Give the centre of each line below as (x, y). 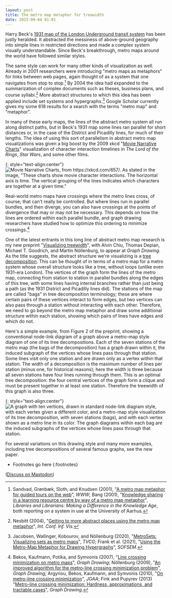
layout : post (19, 10)
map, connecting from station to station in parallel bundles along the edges (84, 278)
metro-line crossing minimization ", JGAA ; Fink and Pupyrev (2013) (82, 579)
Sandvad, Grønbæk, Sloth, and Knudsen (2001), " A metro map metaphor (89, 489)
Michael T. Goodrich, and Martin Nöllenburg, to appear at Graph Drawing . (83, 251)
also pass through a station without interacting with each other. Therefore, (83, 305)
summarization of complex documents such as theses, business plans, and (84, 89)
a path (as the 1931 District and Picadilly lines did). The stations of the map (84, 288)
